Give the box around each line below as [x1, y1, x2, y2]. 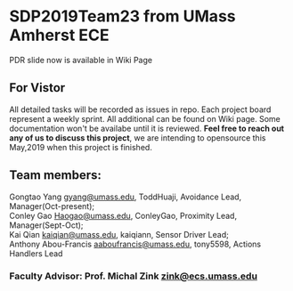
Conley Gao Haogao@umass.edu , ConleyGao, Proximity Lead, [9, 210, 238, 221]
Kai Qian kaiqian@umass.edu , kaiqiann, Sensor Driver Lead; [9, 229, 229, 239]
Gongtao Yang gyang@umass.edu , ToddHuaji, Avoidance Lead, [9, 191, 242, 202]
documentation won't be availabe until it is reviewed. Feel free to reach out [9, 123, 285, 133]
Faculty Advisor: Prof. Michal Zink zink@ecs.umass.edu [9, 270, 258, 282]
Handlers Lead [9, 247, 63, 259]
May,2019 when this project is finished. [9, 141, 153, 152]
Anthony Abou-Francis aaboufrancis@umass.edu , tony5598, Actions [9, 238, 261, 249]
